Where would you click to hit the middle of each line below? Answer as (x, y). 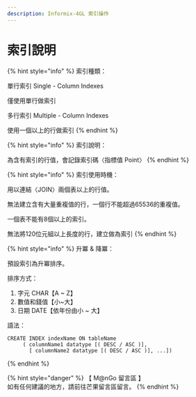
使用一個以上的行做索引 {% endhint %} (63, 130)
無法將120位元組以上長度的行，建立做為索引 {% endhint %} (92, 233)
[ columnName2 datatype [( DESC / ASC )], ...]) (100, 350)
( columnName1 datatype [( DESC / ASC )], (85, 344)
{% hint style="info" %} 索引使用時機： (63, 174)
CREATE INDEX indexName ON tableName (62, 338)
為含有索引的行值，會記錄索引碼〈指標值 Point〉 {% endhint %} (98, 159)
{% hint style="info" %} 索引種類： (57, 71)
